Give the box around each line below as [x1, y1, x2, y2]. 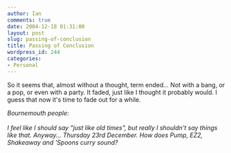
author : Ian [7, 10, 41, 17]
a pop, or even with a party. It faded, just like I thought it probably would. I [7, 88, 218, 96]
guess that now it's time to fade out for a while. [7, 95, 141, 104]
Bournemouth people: [7, 109, 69, 117]
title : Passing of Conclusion [7, 42, 95, 49]
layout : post [7, 29, 45, 37]
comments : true [7, 17, 51, 24]
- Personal [7, 62, 39, 69]
